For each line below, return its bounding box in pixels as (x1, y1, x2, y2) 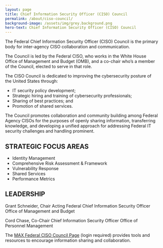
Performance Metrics (12, 176, 55, 182)
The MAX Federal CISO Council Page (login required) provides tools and (5, 232, 150, 238)
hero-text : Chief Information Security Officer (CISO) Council (5, 25, 137, 30)
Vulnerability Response (12, 165, 59, 171)
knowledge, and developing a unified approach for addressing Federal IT (5, 123, 151, 129)
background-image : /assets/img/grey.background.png (5, 20, 112, 26)
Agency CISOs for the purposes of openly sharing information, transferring (5, 118, 156, 124)
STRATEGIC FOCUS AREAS (5, 142, 89, 151)
